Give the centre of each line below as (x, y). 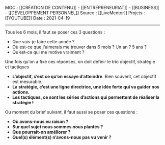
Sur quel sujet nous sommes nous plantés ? (57, 127)
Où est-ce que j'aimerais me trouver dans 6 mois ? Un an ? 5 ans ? (79, 47)
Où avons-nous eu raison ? (40, 121)
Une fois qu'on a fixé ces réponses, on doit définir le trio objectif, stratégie (80, 62)
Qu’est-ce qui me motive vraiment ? (48, 52)
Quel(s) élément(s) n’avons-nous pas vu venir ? (62, 137)
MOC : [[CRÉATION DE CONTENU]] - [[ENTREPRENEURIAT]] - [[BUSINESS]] (82, 8)
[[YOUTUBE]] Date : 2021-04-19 (38, 18)
